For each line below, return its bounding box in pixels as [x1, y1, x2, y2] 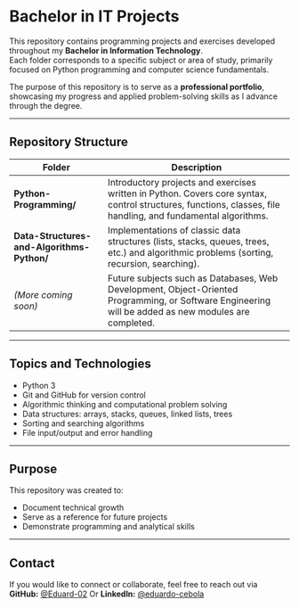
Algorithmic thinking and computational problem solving [21, 398, 228, 409]
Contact [9, 555, 55, 571]
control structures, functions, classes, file [108, 198, 280, 210]
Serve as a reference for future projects [21, 512, 168, 522]
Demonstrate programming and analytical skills [21, 522, 196, 532]
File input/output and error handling [21, 427, 153, 438]
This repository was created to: [9, 485, 124, 496]
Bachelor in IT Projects [9, 6, 180, 27]
